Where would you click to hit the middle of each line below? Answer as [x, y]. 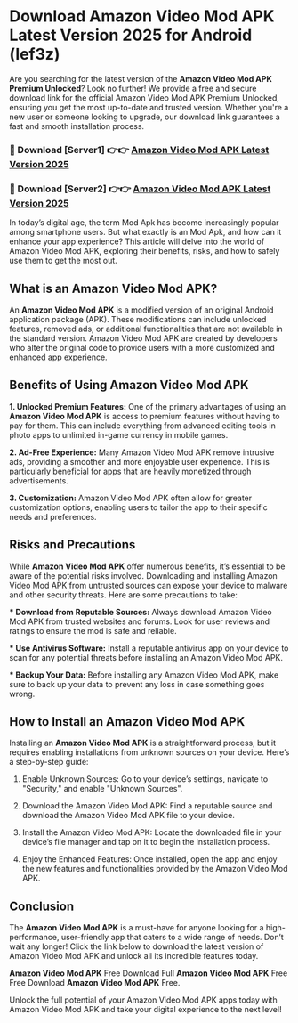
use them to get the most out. [63, 261]
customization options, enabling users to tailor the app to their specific [139, 507]
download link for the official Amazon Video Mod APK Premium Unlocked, [145, 97]
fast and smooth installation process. [77, 126]
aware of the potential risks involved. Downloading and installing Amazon [143, 575]
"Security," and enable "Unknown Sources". [102, 789]
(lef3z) [35, 54]
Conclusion [42, 906]
